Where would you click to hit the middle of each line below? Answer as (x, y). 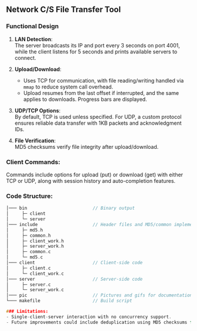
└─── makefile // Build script (69, 301)
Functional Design (33, 26)
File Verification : (35, 141)
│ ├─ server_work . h (35, 246)
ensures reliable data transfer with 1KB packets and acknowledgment (98, 123)
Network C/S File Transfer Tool (64, 10)
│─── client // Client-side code (74, 263)
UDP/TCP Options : (38, 110)
